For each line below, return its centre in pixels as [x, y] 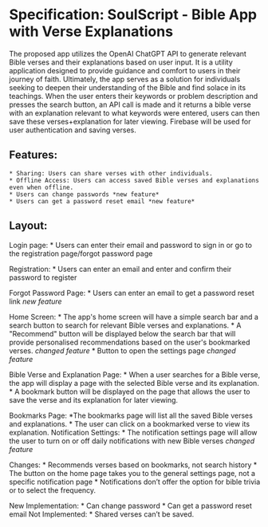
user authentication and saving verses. [73, 130]
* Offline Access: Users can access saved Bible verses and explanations [134, 180]
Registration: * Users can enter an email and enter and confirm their [120, 269]
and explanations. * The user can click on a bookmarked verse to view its [130, 423]
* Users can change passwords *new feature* [84, 194]
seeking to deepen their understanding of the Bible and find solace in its [128, 87]
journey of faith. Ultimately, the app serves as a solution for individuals [125, 79]
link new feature [35, 301]
